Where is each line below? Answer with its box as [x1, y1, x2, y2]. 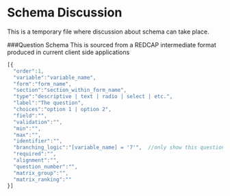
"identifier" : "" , [13, 138, 63, 145]
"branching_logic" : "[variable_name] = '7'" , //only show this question [13, 144, 225, 151]
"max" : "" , [13, 132, 41, 138]
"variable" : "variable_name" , [13, 74, 97, 81]
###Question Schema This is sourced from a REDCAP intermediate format [7, 40, 217, 49]
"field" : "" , [13, 112, 48, 119]
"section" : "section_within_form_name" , [13, 87, 127, 94]
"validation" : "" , [13, 119, 63, 125]
